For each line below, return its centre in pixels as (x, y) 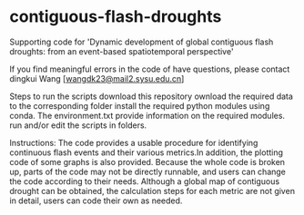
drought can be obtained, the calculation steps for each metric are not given (152, 191)
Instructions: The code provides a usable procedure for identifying (134, 142)
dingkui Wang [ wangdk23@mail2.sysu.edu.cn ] (97, 78)
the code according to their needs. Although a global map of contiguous (145, 181)
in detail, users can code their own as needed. (96, 200)
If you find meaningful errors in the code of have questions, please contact (150, 69)
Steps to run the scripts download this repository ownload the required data (152, 96)
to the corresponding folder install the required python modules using (140, 105)
